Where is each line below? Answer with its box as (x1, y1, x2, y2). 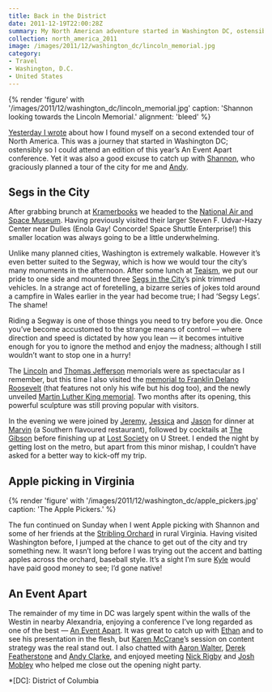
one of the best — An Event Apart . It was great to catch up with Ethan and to (8, 625, 264, 635)
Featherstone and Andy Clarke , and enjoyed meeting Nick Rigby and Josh (8, 651, 255, 661)
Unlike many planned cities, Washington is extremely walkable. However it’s (8, 248, 261, 258)
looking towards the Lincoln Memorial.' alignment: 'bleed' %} (8, 111, 211, 122)
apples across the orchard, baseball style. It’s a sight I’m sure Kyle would (8, 555, 251, 565)
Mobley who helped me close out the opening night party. (8, 660, 202, 670)
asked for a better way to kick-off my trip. (8, 451, 147, 461)
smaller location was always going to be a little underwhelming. (8, 233, 220, 243)
